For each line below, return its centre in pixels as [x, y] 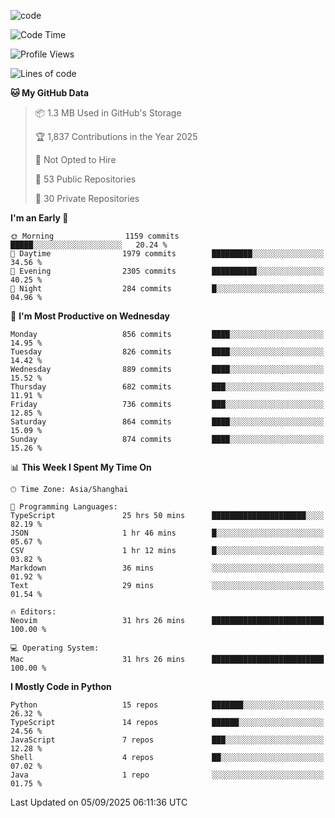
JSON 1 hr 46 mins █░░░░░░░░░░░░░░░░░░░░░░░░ [167, 533]
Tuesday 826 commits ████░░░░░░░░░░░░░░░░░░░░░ [167, 352]
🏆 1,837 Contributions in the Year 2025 [116, 136]
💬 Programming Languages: [64, 507]
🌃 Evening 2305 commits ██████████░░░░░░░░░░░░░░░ [167, 271]
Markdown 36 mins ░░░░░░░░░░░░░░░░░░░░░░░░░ [167, 568]
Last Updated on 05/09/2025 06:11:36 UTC [99, 802]
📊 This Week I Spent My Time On [81, 467]
